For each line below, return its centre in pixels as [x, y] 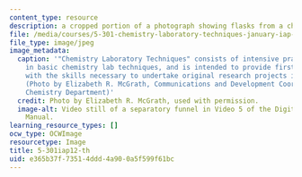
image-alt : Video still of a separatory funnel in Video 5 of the [144, 109]
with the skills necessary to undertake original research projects [156, 76]
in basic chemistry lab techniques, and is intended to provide [148, 68]
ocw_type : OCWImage [46, 134]
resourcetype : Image [48, 142]
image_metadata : [40, 51]
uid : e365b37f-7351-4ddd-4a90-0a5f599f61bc [92, 159]
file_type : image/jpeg [52, 42]
